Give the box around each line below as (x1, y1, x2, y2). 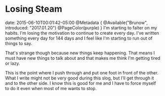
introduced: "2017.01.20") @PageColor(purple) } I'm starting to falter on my (5, 24, 158, 30)
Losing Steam (5, 3, 63, 15)
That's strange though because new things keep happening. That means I (5, 50, 155, 56)
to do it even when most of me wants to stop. (5, 85, 97, 91)
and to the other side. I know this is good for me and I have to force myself (5, 80, 156, 86)
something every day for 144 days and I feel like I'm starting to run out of (5, 35, 153, 41)
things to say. (5, 40, 33, 46)
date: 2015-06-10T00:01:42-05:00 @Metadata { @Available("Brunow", (5, 20, 148, 25)
